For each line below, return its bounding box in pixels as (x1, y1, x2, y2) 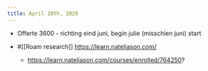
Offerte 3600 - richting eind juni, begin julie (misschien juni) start (17, 29, 202, 37)
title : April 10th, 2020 (7, 10, 79, 17)
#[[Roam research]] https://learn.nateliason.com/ (17, 42, 157, 50)
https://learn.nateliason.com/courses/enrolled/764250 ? (27, 56, 185, 64)
